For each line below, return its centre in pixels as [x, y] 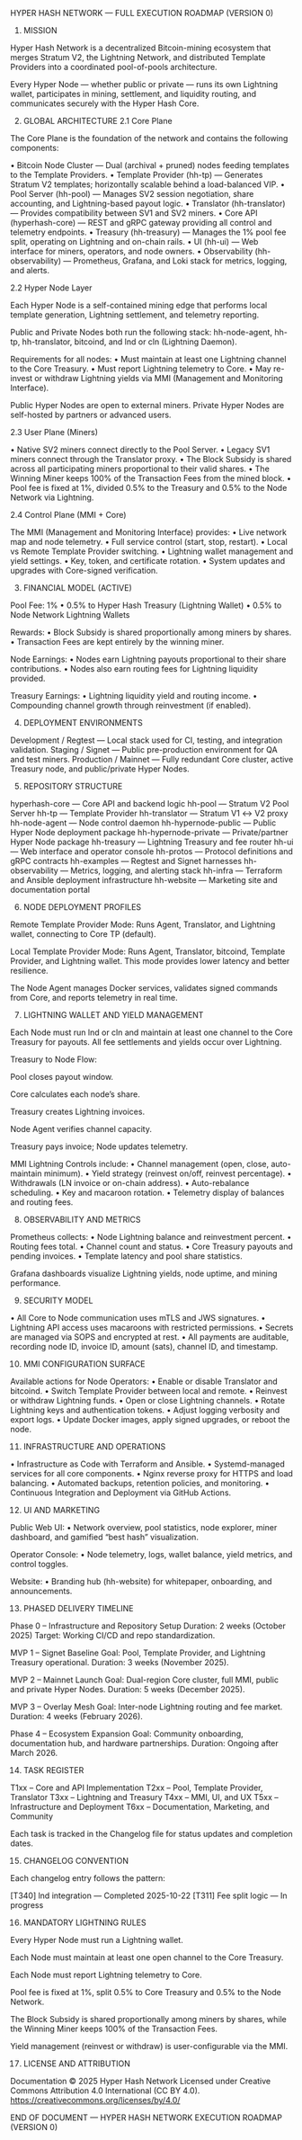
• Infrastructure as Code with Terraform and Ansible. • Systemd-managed [148, 1464]
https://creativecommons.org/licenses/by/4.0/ [95, 2100]
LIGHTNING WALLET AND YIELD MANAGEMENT [113, 1015]
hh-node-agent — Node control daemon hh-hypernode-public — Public [143, 823]
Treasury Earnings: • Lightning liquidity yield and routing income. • [134, 695]
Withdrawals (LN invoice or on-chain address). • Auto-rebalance [130, 1183]
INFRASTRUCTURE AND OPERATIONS [94, 1446]
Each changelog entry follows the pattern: [88, 1878]
